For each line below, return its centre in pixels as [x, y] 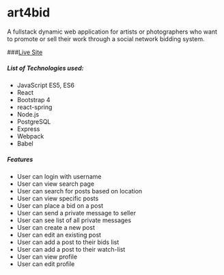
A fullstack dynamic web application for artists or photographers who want [112, 32]
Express [28, 129]
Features [20, 159]
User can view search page [55, 184]
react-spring [34, 107]
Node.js [28, 114]
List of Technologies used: [45, 68]
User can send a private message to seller [76, 213]
